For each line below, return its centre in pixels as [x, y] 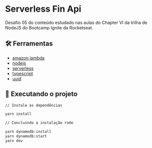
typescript [23, 73]
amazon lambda [28, 58]
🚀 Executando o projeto [41, 94]
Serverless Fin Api [43, 9]
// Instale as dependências [34, 105]
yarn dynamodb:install [28, 132]
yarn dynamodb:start [26, 136]
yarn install [18, 114]
